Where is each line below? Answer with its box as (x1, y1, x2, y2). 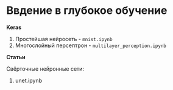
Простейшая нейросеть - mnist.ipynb (15, 35, 113, 42)
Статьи (6, 53, 26, 60)
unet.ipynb (15, 77, 43, 84)
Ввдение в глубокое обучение (6, 4, 168, 18)
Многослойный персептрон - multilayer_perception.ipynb (15, 42, 166, 49)
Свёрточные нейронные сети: (6, 65, 84, 72)
